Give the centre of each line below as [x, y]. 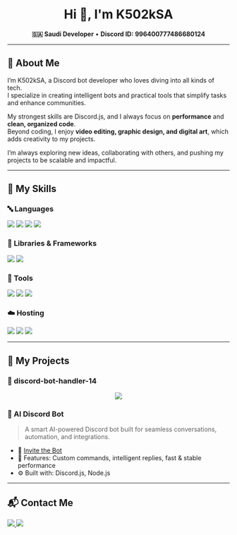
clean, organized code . [42, 124]
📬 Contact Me [40, 503]
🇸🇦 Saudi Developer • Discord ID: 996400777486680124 [119, 34]
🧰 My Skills [32, 189]
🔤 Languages [31, 209]
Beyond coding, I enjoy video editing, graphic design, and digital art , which [118, 131]
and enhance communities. [47, 102]
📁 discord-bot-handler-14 [52, 380]
